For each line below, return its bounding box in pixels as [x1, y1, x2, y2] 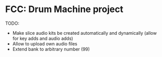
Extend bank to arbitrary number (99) [12, 46, 90, 52]
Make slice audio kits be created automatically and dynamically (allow [12, 30, 157, 36]
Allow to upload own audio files [12, 40, 78, 46]
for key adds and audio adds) [12, 35, 74, 41]
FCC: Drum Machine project [5, 4, 124, 15]
